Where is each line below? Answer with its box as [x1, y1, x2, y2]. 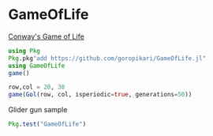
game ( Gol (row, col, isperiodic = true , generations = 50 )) [8, 91, 192, 99]
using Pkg [8, 47, 41, 55]
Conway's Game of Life [8, 32, 84, 41]
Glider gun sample [8, 105, 68, 115]
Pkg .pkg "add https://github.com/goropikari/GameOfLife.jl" [8, 54, 207, 62]
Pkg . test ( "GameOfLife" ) [8, 120, 87, 128]
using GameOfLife [8, 62, 65, 70]
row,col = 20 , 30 [8, 83, 65, 92]
